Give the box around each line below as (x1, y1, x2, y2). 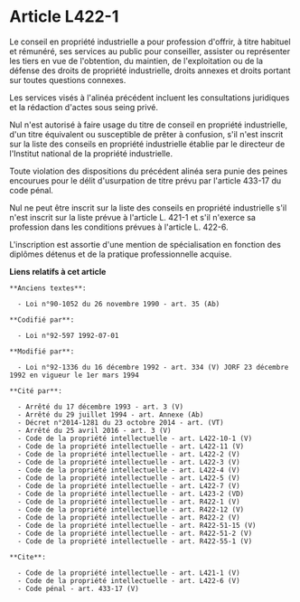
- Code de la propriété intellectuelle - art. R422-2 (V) (17, 513, 241, 522)
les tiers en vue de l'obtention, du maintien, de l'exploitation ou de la (9, 55, 264, 66)
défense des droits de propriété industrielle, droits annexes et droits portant (9, 65, 291, 76)
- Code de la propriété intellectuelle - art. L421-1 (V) (17, 568, 241, 578)
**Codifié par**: (9, 315, 75, 325)
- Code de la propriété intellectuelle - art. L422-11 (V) (17, 441, 245, 451)
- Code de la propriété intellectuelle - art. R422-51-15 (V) (17, 521, 257, 530)
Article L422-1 (9, 6, 119, 27)
